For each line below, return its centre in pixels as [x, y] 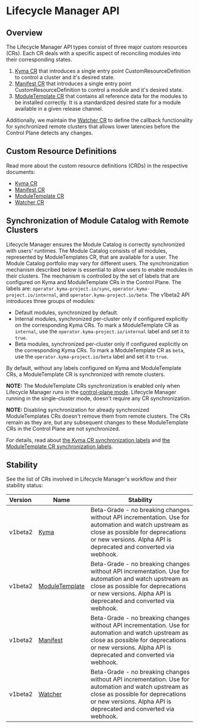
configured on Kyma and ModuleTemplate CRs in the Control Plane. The [94, 282]
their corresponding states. [39, 59]
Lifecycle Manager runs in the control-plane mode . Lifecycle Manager [91, 392]
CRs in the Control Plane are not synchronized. [63, 429]
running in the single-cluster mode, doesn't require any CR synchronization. [99, 398]
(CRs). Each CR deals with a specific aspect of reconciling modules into [94, 53]
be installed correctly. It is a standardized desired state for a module [98, 102]
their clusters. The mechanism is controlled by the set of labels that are [93, 276]
